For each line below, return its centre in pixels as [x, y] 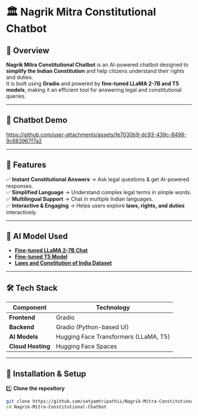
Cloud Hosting [30, 346]
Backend [22, 327]
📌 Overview [28, 51]
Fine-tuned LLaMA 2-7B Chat [51, 250]
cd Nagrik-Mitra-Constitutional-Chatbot [57, 407]
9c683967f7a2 [24, 141]
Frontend [22, 318]
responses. [20, 186]
